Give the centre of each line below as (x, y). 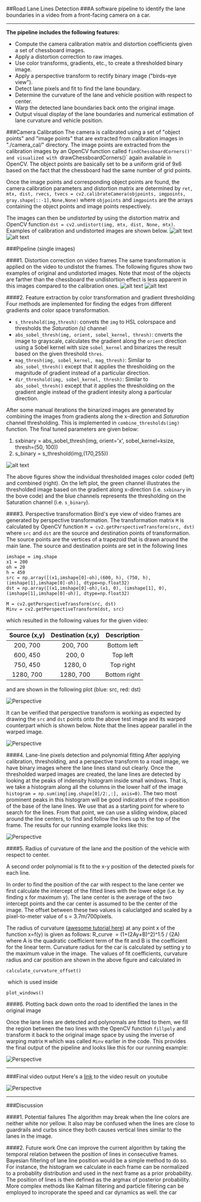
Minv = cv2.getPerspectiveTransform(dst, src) (65, 609)
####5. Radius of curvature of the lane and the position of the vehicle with (98, 848)
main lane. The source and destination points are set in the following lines (97, 546)
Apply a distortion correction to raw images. (69, 57)
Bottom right (123, 675)
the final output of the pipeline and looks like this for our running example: (97, 1047)
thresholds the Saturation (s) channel (61, 328)
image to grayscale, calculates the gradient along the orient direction (100, 341)
